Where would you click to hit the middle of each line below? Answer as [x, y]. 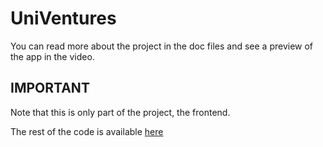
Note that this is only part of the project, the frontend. [120, 112]
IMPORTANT [50, 88]
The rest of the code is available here [87, 131]
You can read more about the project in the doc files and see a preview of [162, 46]
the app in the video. [52, 56]
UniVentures [63, 18]
